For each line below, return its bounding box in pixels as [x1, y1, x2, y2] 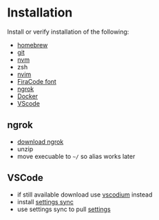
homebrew [17, 41, 48, 49]
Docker [17, 91, 39, 100]
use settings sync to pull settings [17, 205, 112, 213]
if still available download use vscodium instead [17, 190, 153, 199]
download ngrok [17, 137, 64, 146]
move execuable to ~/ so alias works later [17, 152, 136, 160]
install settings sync [17, 197, 74, 206]
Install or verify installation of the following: [7, 27, 129, 36]
